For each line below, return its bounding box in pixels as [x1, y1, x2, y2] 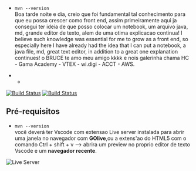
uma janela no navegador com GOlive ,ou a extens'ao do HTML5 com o [14, 135, 187, 142]
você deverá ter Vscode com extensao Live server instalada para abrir [14, 128, 185, 135]
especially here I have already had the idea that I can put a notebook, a [14, 42, 186, 49]
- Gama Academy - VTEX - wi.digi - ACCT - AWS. [14, 61, 135, 68]
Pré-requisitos [6, 106, 60, 116]
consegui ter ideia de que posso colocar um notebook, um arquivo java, [14, 23, 188, 30]
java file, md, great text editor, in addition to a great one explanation [14, 48, 178, 55]
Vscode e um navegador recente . [14, 147, 97, 154]
